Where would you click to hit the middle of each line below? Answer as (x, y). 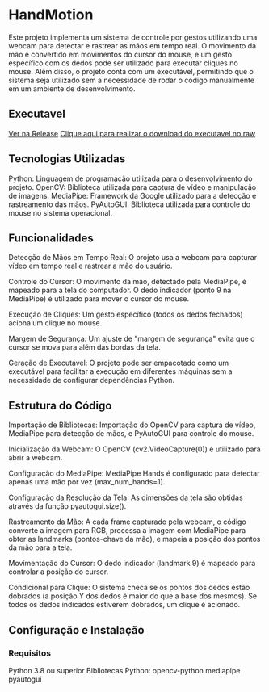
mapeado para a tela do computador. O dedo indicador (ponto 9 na (120, 290)
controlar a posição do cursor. (59, 572)
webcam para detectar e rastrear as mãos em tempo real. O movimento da (132, 45)
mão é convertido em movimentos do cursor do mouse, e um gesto (120, 54)
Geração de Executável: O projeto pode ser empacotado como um (119, 363)
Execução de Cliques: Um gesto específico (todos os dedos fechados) (126, 315)
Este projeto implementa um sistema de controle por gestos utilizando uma (133, 37)
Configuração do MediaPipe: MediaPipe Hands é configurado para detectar (134, 473)
